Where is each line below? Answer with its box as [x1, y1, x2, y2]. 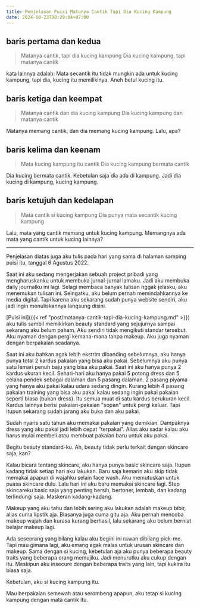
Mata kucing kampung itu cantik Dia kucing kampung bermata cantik [20, 160, 190, 167]
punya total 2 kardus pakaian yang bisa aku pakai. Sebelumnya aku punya [6, 357, 187, 364]
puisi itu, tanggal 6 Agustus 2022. [6, 259, 89, 266]
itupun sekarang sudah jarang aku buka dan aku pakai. [6, 408, 140, 415]
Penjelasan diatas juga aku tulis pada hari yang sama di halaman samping [6, 253, 186, 260]
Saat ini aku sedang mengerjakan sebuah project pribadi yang [6, 271, 158, 278]
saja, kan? [6, 449, 31, 456]
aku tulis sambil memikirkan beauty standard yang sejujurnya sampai [6, 320, 176, 327]
